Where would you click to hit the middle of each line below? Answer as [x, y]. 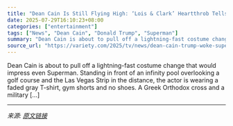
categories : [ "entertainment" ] [52, 26]
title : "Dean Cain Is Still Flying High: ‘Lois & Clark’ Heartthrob [108, 13]
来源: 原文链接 [27, 116]
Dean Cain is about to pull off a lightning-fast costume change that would [112, 65]
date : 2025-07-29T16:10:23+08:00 [55, 20]
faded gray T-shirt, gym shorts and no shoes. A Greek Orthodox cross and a [116, 88]
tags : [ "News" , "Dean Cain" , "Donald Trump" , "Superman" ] [93, 33]
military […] [24, 95]
